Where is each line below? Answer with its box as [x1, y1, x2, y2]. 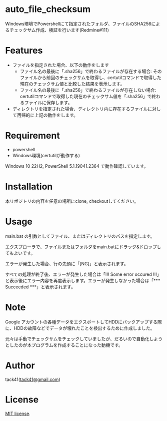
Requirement [5, 130, 60, 141]
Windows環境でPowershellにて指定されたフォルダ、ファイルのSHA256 [5, 21, 151, 27]
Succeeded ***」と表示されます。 [5, 284, 76, 290]
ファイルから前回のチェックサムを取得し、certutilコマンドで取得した [19, 74, 161, 81]
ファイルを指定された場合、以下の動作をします [12, 62, 109, 68]
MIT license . [5, 410, 31, 416]
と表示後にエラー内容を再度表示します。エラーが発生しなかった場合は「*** [5, 277, 160, 283]
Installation [5, 181, 53, 192]
